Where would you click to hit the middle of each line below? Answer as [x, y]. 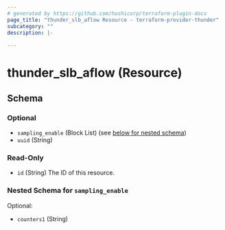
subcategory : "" [30, 26]
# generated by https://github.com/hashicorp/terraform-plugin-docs [107, 13]
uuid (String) [35, 140]
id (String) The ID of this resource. [66, 173]
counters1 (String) [43, 219]
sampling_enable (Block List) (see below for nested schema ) [102, 133]
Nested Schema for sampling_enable [68, 191]
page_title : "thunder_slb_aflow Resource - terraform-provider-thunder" [113, 20]
